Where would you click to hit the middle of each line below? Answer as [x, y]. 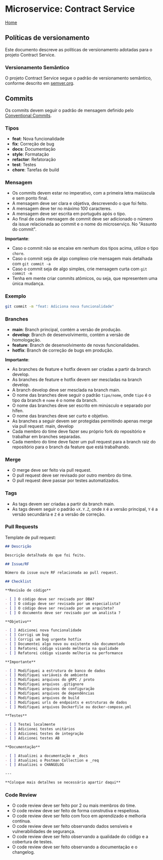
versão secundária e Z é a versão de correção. [59, 514]
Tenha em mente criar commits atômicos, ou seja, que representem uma [85, 279]
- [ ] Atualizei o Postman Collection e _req [52, 760]
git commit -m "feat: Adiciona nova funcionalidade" [60, 306]
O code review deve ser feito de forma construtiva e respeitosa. [76, 811]
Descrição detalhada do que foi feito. [45, 555]
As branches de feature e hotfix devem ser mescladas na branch [77, 380]
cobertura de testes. [33, 842]
